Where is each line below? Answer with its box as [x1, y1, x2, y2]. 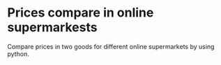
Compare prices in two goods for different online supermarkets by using [7, 42, 215, 50]
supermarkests [7, 19, 98, 35]
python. [7, 50, 29, 58]
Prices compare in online [7, 5, 154, 21]
